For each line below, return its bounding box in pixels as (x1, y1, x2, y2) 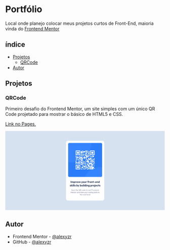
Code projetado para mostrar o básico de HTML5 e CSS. (5, 111, 123, 117)
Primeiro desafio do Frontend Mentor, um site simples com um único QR (5, 106, 155, 112)
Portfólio (5, 4, 42, 15)
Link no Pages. (5, 121, 36, 127)
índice (5, 40, 25, 49)
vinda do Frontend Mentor (5, 25, 60, 31)
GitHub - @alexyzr (12, 239, 52, 245)
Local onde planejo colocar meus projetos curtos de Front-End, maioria (5, 20, 154, 26)
